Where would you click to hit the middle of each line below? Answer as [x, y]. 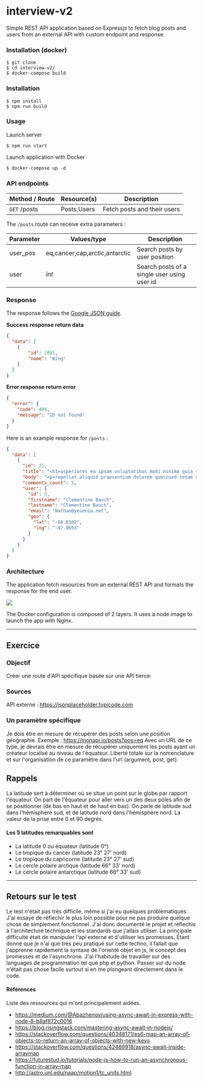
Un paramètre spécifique [44, 720]
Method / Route [32, 199]
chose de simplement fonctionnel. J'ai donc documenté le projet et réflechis [101, 924]
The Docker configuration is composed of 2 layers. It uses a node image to [99, 614]
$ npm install [24, 101]
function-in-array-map [43, 1066]
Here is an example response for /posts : [57, 438]
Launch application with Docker [46, 157]
